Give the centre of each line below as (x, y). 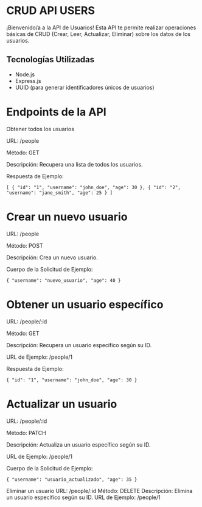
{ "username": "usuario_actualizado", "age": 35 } (72, 480)
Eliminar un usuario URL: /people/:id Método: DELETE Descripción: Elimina (99, 491)
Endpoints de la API (56, 112)
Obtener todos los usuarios (40, 129)
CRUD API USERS (51, 11)
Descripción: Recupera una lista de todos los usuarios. (75, 164)
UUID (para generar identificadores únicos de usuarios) (85, 87)
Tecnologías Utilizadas (50, 59)
